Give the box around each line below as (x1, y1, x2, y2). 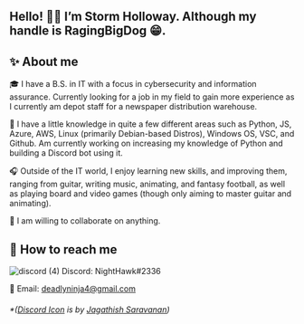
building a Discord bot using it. (9, 148, 124, 158)
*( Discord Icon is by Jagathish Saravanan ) (9, 304, 170, 315)
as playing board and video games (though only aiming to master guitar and (9, 188, 292, 199)
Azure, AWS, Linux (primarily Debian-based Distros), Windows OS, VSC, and (9, 129, 295, 139)
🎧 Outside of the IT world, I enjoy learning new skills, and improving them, (9, 166, 288, 176)
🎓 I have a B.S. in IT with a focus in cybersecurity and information (9, 79, 257, 90)
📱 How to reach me (9, 242, 118, 257)
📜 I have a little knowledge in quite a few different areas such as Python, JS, (9, 119, 292, 129)
